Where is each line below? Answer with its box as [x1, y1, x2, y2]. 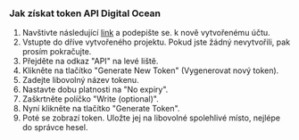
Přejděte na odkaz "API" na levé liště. [21, 56, 159, 67]
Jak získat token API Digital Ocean [9, 7, 162, 20]
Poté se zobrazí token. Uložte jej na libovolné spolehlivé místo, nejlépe [21, 112, 281, 123]
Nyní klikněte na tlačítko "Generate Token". [21, 103, 180, 114]
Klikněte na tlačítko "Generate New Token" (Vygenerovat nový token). [21, 65, 279, 76]
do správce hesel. [21, 122, 88, 133]
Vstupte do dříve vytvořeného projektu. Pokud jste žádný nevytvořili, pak [21, 37, 291, 47]
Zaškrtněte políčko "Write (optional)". [21, 94, 159, 104]
